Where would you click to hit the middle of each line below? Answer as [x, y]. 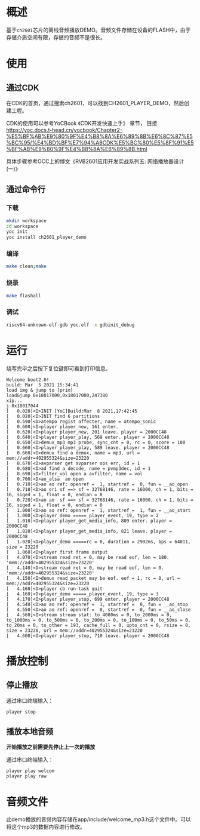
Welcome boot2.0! [28, 380]
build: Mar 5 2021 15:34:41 [42, 385]
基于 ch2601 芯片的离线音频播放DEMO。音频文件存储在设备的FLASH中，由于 [99, 30]
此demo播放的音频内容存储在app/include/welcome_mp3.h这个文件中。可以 [99, 819]
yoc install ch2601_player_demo [46, 237]
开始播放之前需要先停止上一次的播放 [51, 747]
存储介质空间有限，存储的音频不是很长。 [56, 37]
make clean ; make [26, 266]
